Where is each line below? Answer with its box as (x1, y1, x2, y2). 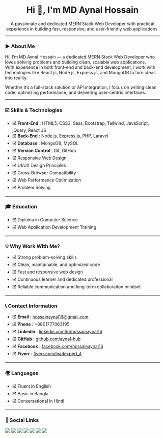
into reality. (5, 75, 28, 81)
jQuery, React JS (12, 127, 47, 133)
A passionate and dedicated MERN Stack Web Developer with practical (10, 21, 155, 27)
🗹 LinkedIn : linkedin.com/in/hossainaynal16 (12, 329, 102, 335)
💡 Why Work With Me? (5, 243, 60, 250)
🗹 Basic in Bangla (12, 390, 49, 396)
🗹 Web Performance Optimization (12, 177, 81, 183)
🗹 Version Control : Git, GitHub (12, 147, 76, 153)
